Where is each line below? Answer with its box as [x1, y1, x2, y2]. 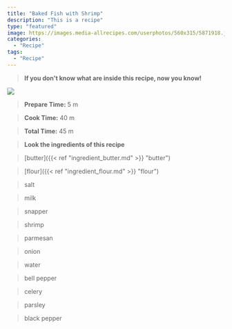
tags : [7, 49, 23, 56]
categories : [7, 36, 41, 43]
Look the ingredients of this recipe [23, 140, 125, 148]
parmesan [23, 234, 53, 242]
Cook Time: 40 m [23, 113, 75, 121]
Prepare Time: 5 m [23, 100, 79, 108]
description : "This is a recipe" [7, 17, 104, 23]
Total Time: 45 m [23, 127, 74, 135]
